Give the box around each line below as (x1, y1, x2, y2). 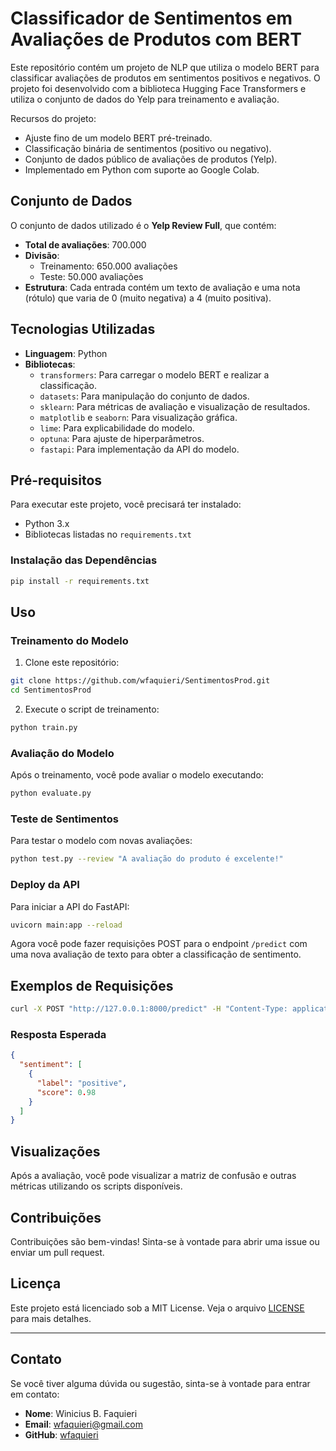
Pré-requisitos (10, 472, 103, 489)
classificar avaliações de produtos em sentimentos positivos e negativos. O (10, 72, 321, 84)
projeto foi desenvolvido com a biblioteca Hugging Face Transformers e (10, 82, 307, 94)
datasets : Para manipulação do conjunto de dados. (39, 390, 250, 402)
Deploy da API (10, 878, 80, 892)
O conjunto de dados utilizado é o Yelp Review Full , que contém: (10, 219, 277, 231)
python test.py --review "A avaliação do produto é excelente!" (10, 854, 284, 864)
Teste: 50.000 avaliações (39, 270, 144, 282)
